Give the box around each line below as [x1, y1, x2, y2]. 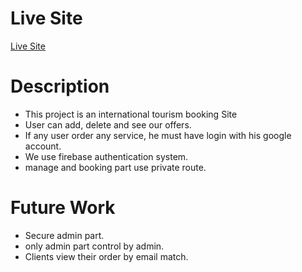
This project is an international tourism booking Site [24, 108, 238, 120]
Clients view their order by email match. [24, 250, 189, 262]
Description [10, 75, 110, 98]
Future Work [10, 197, 116, 219]
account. [24, 140, 62, 152]
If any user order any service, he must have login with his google [24, 129, 292, 141]
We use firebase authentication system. [24, 150, 189, 162]
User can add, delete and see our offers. [24, 118, 192, 131]
